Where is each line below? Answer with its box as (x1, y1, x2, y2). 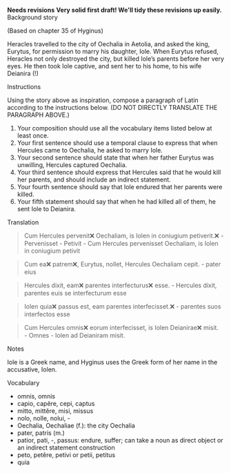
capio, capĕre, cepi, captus (17, 400, 95, 407)
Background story (7, 13, 59, 21)
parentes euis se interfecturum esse (23, 289, 127, 297)
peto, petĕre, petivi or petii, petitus (17, 451, 116, 458)
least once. (17, 131, 50, 139)
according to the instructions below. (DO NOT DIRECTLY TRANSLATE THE (7, 104, 218, 111)
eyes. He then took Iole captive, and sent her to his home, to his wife (7, 62, 202, 70)
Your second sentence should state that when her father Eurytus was (17, 153, 214, 162)
